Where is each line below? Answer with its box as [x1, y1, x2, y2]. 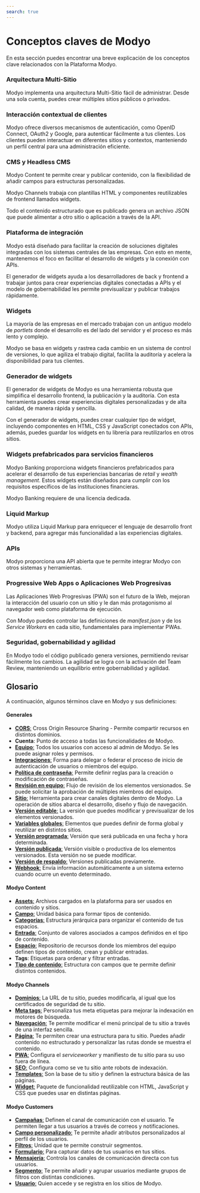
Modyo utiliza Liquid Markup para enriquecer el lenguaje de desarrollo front [6, 523, 192, 530]
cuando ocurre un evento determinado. [14, 870, 112, 878]
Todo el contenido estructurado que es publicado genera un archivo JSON [6, 207, 190, 214]
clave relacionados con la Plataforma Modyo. [6, 60, 118, 68]
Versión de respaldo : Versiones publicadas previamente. [14, 858, 156, 865]
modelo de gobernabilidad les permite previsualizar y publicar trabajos [6, 285, 180, 293]
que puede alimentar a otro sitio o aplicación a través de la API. [6, 213, 162, 221]
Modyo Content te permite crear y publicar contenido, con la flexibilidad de [6, 171, 191, 179]
